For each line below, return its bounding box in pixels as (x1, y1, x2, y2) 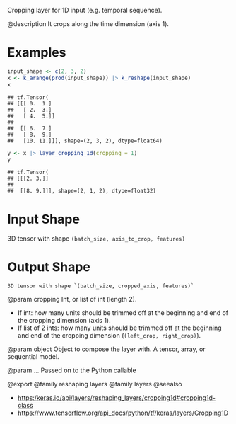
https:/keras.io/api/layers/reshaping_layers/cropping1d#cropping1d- (17, 394, 216, 402)
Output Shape (7, 259, 90, 275)
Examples (7, 45, 66, 61)
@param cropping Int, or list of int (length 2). (7, 295, 137, 304)
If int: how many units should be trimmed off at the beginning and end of (17, 309, 228, 317)
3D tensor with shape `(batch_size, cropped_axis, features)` (7, 282, 194, 290)
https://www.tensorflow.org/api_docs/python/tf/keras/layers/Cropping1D (17, 408, 229, 417)
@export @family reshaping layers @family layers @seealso (7, 380, 182, 389)
